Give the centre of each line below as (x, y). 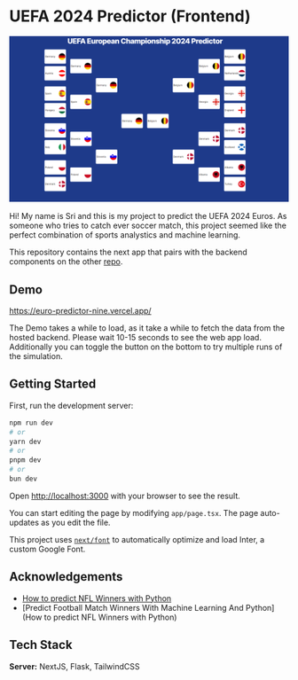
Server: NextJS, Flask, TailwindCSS (74, 666)
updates (24, 522)
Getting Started (53, 384)
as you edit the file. (76, 522)
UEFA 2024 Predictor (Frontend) (130, 16)
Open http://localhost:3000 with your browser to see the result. (125, 496)
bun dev (24, 479)
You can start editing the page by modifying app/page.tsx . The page (134, 512)
